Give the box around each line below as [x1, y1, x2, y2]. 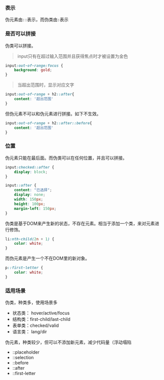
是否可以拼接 [5, 30, 36, 37]
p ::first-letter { [5, 265, 43, 271]
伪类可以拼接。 [5, 42, 36, 48]
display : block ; [14, 169, 48, 175]
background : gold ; [14, 68, 52, 73]
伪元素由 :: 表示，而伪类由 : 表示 [5, 16, 69, 23]
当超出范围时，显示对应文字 [17, 82, 75, 88]
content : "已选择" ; [14, 188, 52, 192]
